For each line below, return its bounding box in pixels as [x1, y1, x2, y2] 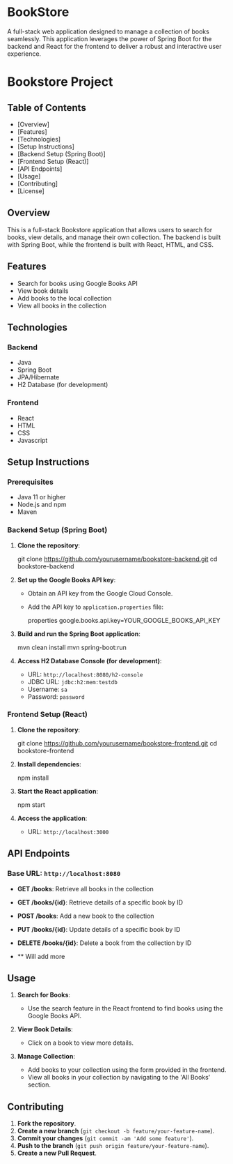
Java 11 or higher [17, 493, 66, 501]
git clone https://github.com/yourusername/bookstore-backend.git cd [17, 554, 218, 563]
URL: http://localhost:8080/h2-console [27, 670, 144, 679]
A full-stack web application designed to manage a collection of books [7, 27, 210, 36]
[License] [17, 186, 45, 195]
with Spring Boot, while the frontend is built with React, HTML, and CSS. [7, 240, 214, 248]
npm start [17, 800, 45, 809]
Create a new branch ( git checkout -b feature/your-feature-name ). [17, 1127, 215, 1135]
